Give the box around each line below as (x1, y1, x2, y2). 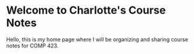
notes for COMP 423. (6, 42, 59, 49)
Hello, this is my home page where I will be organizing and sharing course (6, 36, 189, 43)
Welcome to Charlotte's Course (6, 4, 166, 17)
